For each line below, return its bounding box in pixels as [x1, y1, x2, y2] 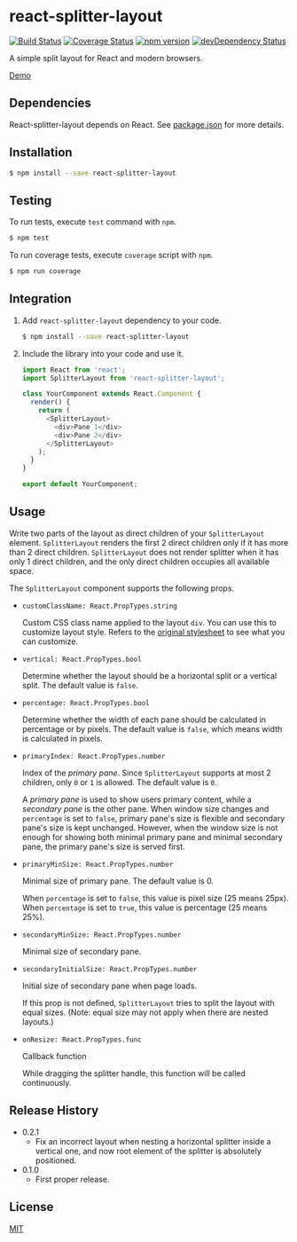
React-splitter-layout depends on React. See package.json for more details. [9, 119, 285, 130]
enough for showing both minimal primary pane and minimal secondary [21, 831, 284, 842]
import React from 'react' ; [21, 366, 126, 374]
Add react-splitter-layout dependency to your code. [21, 315, 222, 326]
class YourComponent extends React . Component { [21, 389, 201, 398]
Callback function [21, 1050, 87, 1061]
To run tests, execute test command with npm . [9, 216, 177, 227]
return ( [38, 406, 71, 415]
